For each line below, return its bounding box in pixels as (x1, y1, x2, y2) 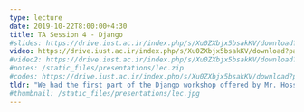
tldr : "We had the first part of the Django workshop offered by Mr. (9, 80, 278, 89)
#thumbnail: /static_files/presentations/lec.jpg (9, 89, 201, 98)
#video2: (9, 55, 43, 64)
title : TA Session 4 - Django (9, 30, 124, 39)
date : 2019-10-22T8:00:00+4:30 (9, 22, 128, 31)
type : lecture (9, 13, 63, 23)
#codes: (9, 72, 39, 81)
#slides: (9, 38, 43, 48)
